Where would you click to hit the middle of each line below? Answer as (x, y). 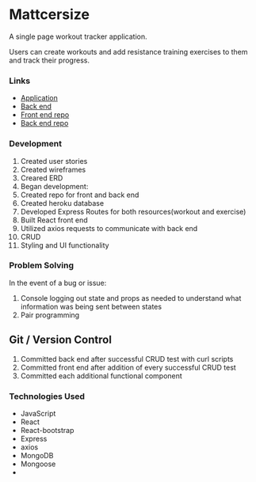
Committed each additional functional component (101, 376)
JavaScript (38, 413)
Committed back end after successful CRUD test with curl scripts (127, 359)
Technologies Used (47, 396)
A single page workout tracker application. (78, 36)
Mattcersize (50, 15)
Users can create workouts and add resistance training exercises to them (128, 51)
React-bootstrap (47, 430)
